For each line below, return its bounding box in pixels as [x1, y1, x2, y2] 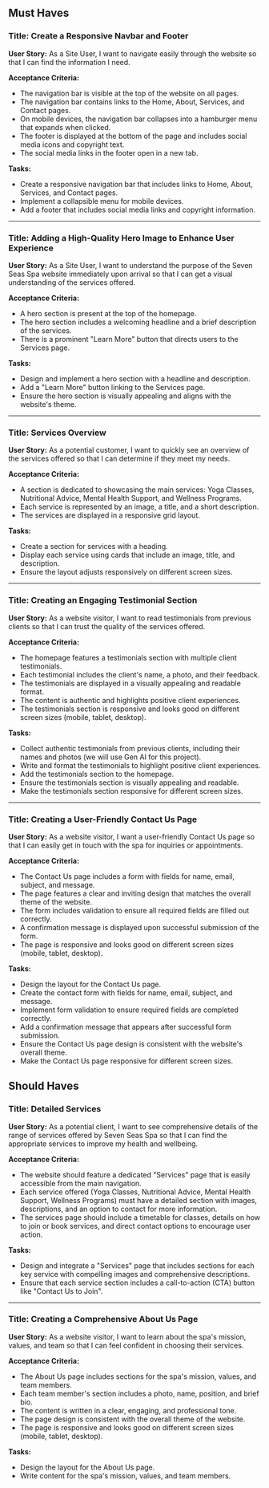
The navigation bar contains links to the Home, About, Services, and [19, 96, 245, 107]
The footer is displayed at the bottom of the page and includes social [19, 131, 247, 140]
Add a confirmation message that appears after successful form [19, 1022, 232, 1031]
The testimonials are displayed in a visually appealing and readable [19, 678, 242, 688]
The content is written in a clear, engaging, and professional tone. [19, 1405, 237, 1415]
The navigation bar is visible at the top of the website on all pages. [19, 88, 239, 98]
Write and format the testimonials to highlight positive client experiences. [19, 760, 261, 770]
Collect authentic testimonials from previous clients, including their [19, 743, 240, 753]
